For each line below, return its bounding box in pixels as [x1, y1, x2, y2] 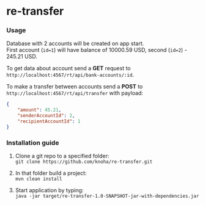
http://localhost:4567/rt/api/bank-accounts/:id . [6, 71, 135, 79]
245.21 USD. [6, 53, 38, 60]
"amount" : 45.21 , [17, 107, 62, 113]
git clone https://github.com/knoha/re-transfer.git [15, 159, 153, 165]
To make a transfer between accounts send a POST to [6, 83, 143, 90]
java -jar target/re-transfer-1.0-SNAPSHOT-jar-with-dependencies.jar [15, 193, 199, 200]
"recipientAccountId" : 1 [17, 118, 81, 124]
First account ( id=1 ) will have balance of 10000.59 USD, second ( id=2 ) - [6, 46, 188, 54]
